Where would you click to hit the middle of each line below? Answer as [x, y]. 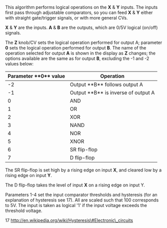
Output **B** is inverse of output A [112, 93]
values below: [19, 64]
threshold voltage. [24, 210]
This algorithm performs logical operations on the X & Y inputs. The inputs [82, 7]
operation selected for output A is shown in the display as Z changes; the [81, 53]
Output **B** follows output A [106, 84]
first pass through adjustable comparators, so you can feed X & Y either [79, 12]
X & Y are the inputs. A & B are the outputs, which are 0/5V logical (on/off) [82, 27]
